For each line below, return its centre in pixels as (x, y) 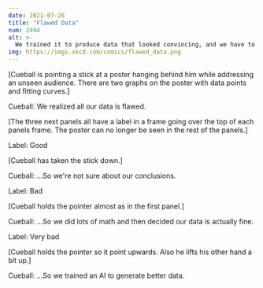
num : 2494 (24, 30)
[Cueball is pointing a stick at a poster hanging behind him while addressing (131, 74)
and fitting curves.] (39, 91)
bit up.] (20, 260)
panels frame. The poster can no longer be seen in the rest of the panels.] (128, 130)
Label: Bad (26, 191)
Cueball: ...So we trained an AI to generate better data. (96, 275)
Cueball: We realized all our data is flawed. (77, 106)
